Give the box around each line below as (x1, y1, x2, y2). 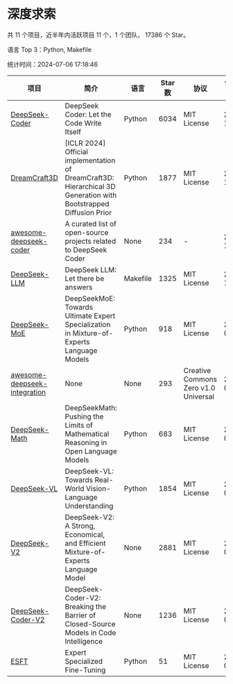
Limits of (64, 420, 94, 430)
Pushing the (64, 411, 104, 421)
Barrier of (64, 610, 96, 620)
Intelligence (64, 636, 103, 646)
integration (10, 387, 46, 397)
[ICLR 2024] (64, 138, 106, 148)
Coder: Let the (64, 109, 112, 119)
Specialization (64, 319, 111, 329)
